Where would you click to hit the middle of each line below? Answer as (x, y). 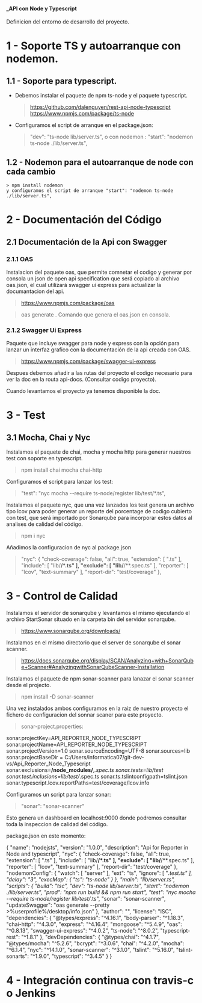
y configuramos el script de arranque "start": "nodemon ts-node (90, 191)
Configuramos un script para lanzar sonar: (59, 795)
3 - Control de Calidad (62, 596)
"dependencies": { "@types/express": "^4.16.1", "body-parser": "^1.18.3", (95, 918)
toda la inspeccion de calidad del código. (57, 824)
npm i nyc (33, 536)
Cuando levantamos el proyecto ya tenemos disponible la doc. (83, 391)
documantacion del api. (35, 291)
